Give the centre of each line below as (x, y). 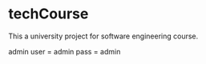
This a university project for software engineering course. (103, 36)
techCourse (48, 14)
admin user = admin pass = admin (65, 51)
